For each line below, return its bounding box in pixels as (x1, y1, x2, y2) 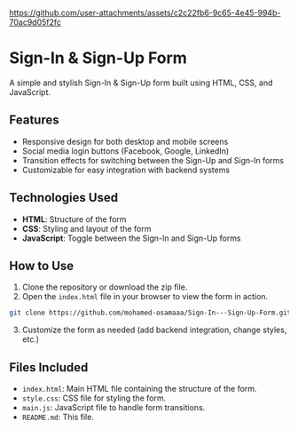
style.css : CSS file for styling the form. (21, 393, 167, 403)
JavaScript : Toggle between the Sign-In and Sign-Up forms (21, 233, 241, 243)
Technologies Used (9, 190, 118, 205)
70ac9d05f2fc (9, 17, 62, 28)
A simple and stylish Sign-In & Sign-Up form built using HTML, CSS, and (9, 77, 273, 88)
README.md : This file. (21, 412, 95, 423)
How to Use (9, 258, 74, 274)
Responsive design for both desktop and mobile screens (21, 136, 229, 147)
